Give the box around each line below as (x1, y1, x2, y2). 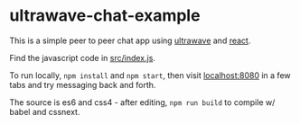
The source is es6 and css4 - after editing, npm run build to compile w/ (9, 96, 276, 108)
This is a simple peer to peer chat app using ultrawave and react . (9, 35, 251, 46)
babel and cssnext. (9, 106, 80, 117)
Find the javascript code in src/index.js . (9, 52, 156, 63)
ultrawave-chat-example (9, 5, 201, 26)
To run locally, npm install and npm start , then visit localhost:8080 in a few (9, 69, 291, 81)
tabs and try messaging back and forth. (9, 79, 156, 90)
